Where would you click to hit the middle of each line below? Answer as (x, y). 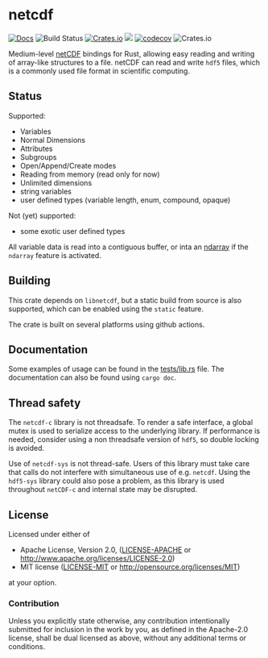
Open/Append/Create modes (68, 165)
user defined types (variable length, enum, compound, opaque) (125, 200)
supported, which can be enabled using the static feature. (106, 309)
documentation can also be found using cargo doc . (93, 377)
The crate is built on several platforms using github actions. (107, 324)
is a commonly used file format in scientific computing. (99, 71)
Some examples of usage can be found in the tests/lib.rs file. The (116, 369)
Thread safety (45, 403)
